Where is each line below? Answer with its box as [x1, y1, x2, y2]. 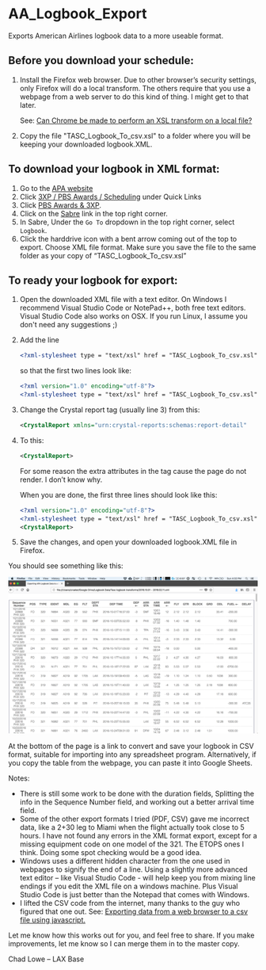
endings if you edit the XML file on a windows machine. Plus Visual [19, 881, 238, 891]
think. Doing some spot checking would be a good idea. [19, 847, 202, 857]
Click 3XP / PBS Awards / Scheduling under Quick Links [19, 192, 202, 201]
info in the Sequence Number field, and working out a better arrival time [19, 797, 255, 807]
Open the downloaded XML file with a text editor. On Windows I [19, 295, 227, 304]
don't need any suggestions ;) [19, 320, 118, 330]
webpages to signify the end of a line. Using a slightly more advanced [19, 865, 248, 874]
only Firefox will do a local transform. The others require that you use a [19, 83, 251, 93]
